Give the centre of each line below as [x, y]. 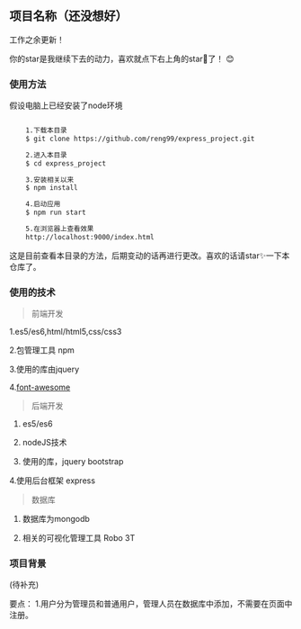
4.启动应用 [43, 204]
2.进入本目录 [46, 155]
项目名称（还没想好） [68, 16]
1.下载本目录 [46, 130]
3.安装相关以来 [50, 180]
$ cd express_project [66, 163]
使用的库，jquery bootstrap [73, 462]
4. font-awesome [40, 387]
